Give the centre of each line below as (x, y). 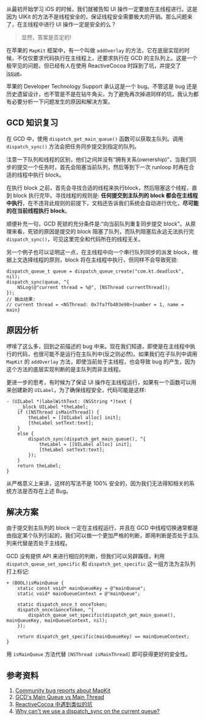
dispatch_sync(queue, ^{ (38, 282)
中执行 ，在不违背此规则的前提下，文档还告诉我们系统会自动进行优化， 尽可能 (103, 203)
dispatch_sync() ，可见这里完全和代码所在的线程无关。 (75, 239)
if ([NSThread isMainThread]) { (58, 412)
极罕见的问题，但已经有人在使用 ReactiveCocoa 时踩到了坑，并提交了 (94, 66)
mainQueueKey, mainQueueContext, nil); (57, 621)
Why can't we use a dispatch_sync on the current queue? (87, 711)
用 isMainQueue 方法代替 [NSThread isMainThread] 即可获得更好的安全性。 (99, 654)
